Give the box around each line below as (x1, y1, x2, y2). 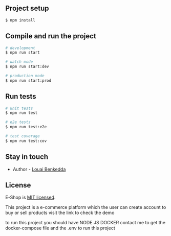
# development (5, 45, 36, 51)
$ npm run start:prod (5, 78, 52, 83)
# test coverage (5, 134, 40, 139)
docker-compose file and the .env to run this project (5, 225, 115, 231)
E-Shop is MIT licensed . (5, 194, 56, 201)
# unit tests (5, 106, 33, 111)
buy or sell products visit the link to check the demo (5, 209, 115, 216)
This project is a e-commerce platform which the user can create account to (5, 204, 166, 210)
